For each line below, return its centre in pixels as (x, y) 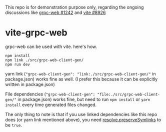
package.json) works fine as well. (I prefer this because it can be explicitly (81, 79)
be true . (14, 125)
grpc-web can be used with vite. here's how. (51, 46)
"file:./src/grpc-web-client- (128, 94)
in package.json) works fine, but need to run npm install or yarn (84, 99)
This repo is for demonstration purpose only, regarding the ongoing (74, 7)
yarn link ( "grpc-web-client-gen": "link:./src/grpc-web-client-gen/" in (80, 73)
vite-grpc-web (36, 33)
